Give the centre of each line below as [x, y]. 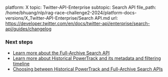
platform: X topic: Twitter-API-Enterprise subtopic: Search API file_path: [81, 7]
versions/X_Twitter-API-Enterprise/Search [49, 18]
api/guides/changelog [28, 29]
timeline [21, 64]
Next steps [19, 42]
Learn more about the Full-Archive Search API [61, 53]
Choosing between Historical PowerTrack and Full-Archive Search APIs [88, 69]
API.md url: [106, 18]
